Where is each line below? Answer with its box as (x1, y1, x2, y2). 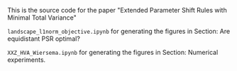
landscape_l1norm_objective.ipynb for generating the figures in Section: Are (7, 27, 231, 35)
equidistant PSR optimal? (7, 34, 80, 43)
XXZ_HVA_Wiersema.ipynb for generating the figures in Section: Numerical (7, 49, 219, 56)
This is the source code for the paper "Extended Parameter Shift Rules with (7, 6, 227, 14)
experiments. (7, 56, 46, 64)
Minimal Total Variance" (7, 13, 77, 22)
